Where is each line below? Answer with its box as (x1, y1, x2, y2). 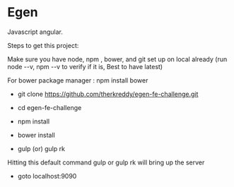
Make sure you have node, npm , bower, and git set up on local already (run (7, 54, 228, 64)
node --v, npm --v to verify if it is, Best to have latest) (7, 62, 163, 71)
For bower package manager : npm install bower (7, 76, 148, 85)
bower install (17, 131, 55, 139)
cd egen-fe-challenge (17, 103, 82, 111)
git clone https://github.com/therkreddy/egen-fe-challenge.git (17, 90, 199, 98)
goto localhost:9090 (17, 171, 77, 180)
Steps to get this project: (7, 41, 79, 49)
